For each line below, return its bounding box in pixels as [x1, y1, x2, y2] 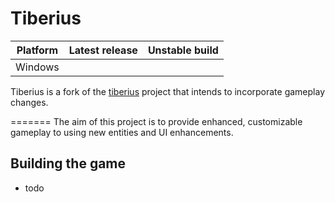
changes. [10, 96, 49, 108]
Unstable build [147, 43, 219, 57]
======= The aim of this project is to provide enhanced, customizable [10, 115, 303, 127]
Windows [15, 60, 60, 74]
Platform [16, 43, 59, 57]
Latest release [68, 43, 138, 57]
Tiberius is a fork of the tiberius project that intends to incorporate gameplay [10, 85, 326, 97]
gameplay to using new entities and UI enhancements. [10, 126, 234, 138]
